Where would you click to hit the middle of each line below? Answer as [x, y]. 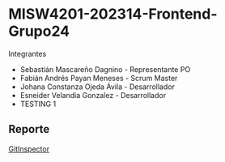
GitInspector [29, 149]
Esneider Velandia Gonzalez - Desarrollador [93, 95]
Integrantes [28, 53]
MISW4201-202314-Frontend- [113, 14]
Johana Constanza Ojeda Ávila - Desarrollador [98, 87]
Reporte [29, 129]
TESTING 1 [38, 104]
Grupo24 [39, 31]
